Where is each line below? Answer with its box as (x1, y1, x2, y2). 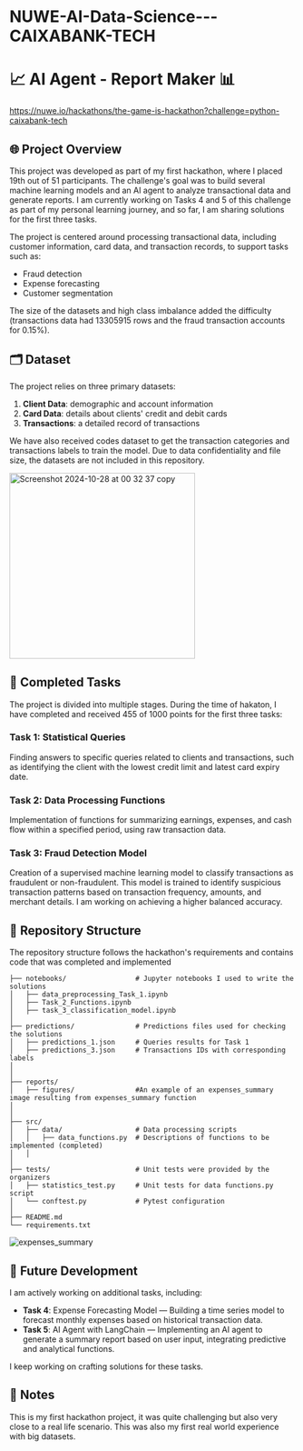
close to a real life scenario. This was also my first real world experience (9, 1421, 279, 1432)
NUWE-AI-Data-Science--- (9, 6, 219, 27)
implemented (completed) (9, 1141, 103, 1151)
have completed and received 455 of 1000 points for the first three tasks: (9, 708, 283, 719)
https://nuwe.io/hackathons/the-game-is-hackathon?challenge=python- (9, 105, 279, 116)
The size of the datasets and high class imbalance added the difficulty (9, 305, 272, 315)
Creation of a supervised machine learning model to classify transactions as (9, 867, 294, 878)
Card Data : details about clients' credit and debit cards (22, 407, 229, 419)
